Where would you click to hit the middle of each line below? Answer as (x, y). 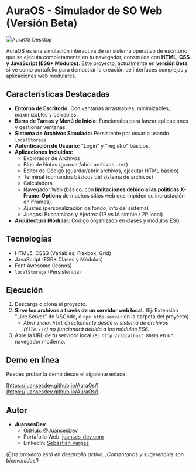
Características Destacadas (58, 94)
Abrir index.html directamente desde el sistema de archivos (96, 323)
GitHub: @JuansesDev (50, 430)
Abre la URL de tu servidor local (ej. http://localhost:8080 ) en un (94, 335)
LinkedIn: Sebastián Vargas (56, 443)
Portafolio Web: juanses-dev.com (63, 437)
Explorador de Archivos (51, 158)
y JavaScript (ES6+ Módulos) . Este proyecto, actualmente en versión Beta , (97, 63)
